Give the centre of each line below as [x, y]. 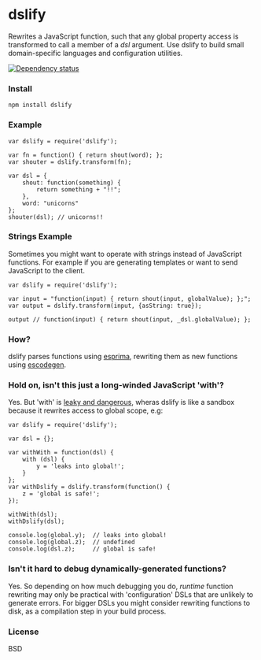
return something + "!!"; [79, 189]
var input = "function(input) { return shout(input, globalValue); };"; [130, 298]
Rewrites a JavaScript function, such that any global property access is [123, 36]
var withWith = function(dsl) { [61, 453]
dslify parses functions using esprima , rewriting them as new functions [123, 357]
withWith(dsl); [33, 515]
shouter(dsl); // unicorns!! [56, 217]
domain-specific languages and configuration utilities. [96, 53]
